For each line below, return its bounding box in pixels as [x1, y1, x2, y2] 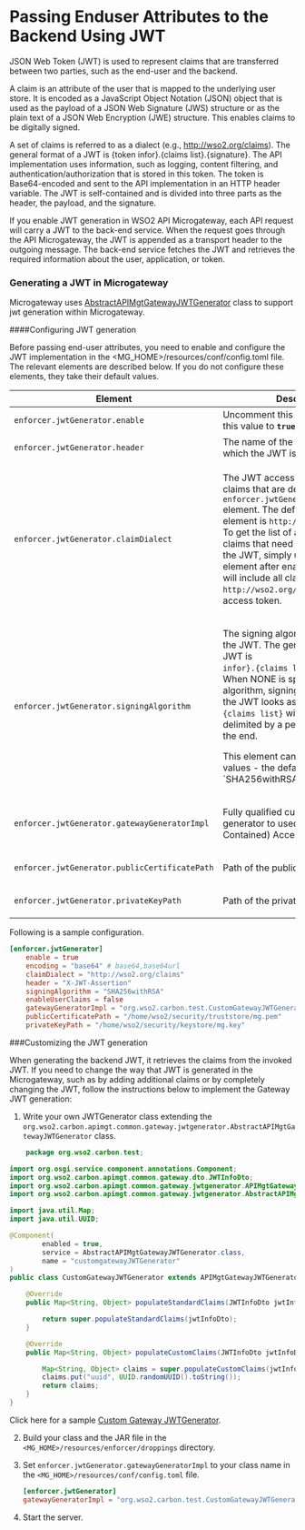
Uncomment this [221, 408, 293, 421]
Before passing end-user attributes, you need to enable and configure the [9, 342, 286, 353]
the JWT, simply [221, 549, 292, 561]
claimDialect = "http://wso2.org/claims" [25, 970, 184, 979]
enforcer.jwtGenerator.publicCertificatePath [14, 862, 214, 873]
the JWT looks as [221, 696, 297, 709]
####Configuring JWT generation [9, 325, 137, 336]
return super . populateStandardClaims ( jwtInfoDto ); [42, 1314, 238, 1324]
